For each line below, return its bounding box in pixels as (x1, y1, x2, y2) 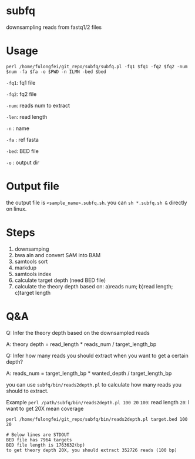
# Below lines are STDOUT (6, 431, 69, 438)
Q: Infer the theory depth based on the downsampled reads (6, 329, 150, 336)
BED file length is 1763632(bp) (6, 442, 85, 448)
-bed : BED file (6, 147, 39, 154)
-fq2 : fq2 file (6, 90, 37, 98)
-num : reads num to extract (6, 102, 70, 109)
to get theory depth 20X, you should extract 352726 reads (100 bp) (6, 447, 177, 453)
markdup (14, 264, 37, 271)
